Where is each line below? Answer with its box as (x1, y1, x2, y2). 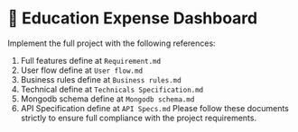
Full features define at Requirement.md (20, 55, 162, 66)
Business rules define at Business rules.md (20, 74, 182, 84)
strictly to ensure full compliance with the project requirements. (20, 112, 257, 123)
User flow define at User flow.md (20, 65, 144, 75)
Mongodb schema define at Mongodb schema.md (20, 93, 195, 104)
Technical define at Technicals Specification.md (20, 84, 204, 94)
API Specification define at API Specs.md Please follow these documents (20, 102, 289, 113)
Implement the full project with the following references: (7, 38, 217, 48)
